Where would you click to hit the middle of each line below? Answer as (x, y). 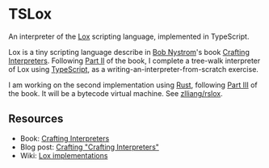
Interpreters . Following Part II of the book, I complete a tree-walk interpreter (134, 61)
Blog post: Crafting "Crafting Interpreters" (90, 147)
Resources (36, 119)
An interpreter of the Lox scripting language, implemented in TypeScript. (129, 36)
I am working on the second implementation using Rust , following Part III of (133, 85)
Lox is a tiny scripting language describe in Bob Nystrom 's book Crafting (129, 52)
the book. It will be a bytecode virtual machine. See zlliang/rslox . (116, 93)
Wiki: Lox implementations (64, 155)
